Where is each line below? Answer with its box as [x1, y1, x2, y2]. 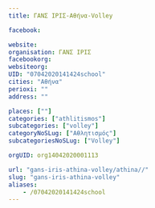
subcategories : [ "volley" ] [8, 122, 99, 130]
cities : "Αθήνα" [8, 78, 63, 86]
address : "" [8, 93, 48, 101]
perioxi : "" [8, 85, 48, 93]
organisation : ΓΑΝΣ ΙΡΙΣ [8, 48, 92, 56]
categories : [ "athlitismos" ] [8, 114, 106, 122]
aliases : [8, 181, 38, 189]
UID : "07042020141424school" [8, 70, 106, 78]
